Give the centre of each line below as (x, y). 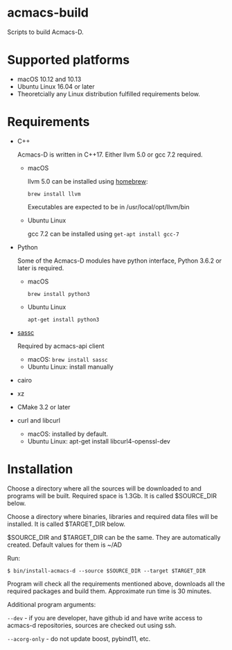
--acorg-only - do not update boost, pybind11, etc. (79, 638)
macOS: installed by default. (68, 434)
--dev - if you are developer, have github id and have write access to (105, 617)
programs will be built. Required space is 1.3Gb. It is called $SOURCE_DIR (112, 495)
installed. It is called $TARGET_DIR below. (66, 524)
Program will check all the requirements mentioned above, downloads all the (116, 583)
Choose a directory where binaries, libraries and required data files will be (113, 516)
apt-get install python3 (63, 319)
